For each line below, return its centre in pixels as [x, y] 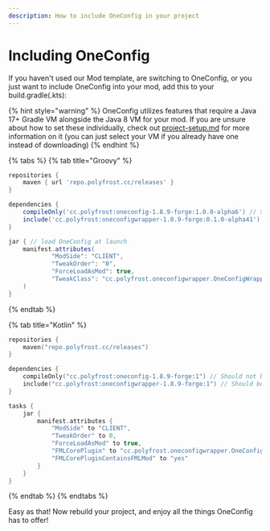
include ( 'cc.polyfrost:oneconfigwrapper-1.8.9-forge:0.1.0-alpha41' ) [142, 219]
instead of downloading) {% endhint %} [74, 145]
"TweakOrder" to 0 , [84, 436]
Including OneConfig [79, 55]
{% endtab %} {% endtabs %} [58, 496]
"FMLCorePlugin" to [84, 451]
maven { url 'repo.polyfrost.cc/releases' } [98, 183]
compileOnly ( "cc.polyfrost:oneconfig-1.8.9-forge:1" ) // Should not [140, 377]
